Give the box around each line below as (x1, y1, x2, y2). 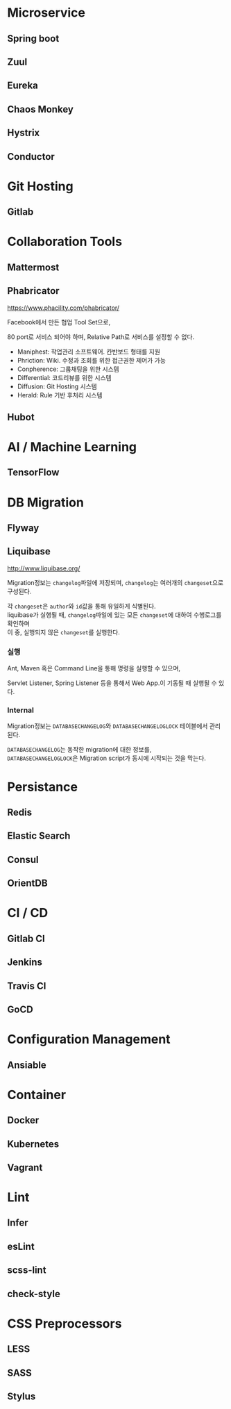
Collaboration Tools (7, 234, 123, 249)
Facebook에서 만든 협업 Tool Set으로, (7, 318, 111, 326)
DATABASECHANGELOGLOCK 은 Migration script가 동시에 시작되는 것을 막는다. (7, 754, 207, 762)
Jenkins (7, 957, 43, 969)
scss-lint (7, 1264, 46, 1276)
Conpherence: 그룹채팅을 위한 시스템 (17, 365, 119, 373)
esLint (7, 1240, 35, 1252)
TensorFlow (7, 467, 60, 479)
